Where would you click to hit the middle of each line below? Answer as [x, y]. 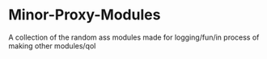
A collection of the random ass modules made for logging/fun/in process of [134, 37]
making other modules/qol [52, 45]
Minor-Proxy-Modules [85, 15]
